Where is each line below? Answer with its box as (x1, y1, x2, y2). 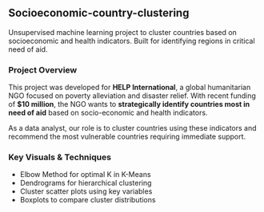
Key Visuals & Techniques (8, 151, 112, 163)
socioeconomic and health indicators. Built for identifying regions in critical (8, 36, 255, 45)
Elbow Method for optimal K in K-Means (19, 170, 151, 179)
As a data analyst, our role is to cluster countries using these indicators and (8, 124, 258, 133)
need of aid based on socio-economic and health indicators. (8, 108, 208, 118)
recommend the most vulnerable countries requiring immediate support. (8, 132, 246, 142)
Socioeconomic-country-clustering (8, 6, 190, 20)
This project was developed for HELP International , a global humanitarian (8, 83, 251, 92)
